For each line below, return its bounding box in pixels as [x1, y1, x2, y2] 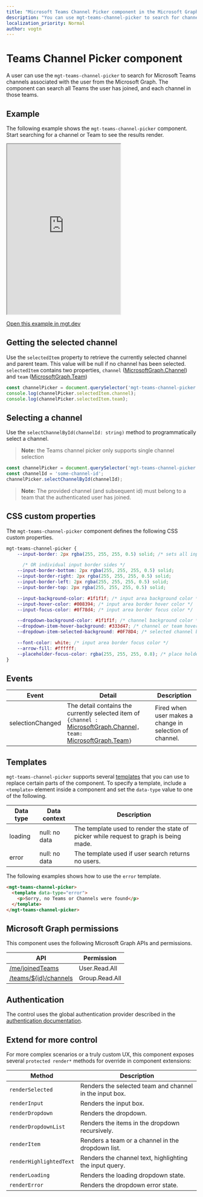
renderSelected [9, 1086, 53, 1093]
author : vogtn [6, 25, 42, 32]
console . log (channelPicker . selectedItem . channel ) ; [6, 390, 137, 397]
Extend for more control [6, 1035, 98, 1045]
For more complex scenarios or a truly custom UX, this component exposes [6, 1051, 195, 1058]
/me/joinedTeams [9, 964, 59, 972]
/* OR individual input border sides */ [22, 562, 126, 568]
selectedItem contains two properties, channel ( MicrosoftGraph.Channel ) [6, 366, 188, 374]
